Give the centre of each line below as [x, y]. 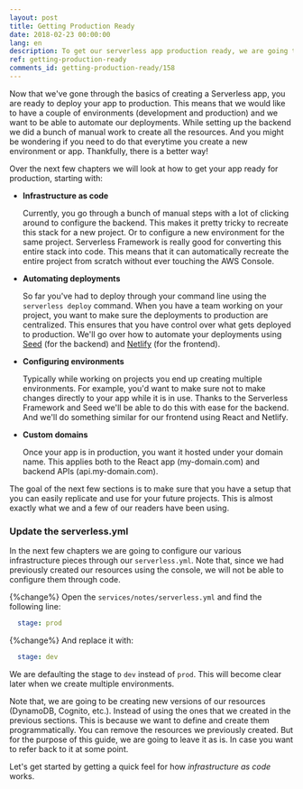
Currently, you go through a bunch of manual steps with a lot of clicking [156, 213]
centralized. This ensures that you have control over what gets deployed [156, 325]
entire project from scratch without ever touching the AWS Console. [148, 261]
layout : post [34, 18]
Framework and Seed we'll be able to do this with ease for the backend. [156, 408]
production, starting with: [56, 178]
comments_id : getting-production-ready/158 [92, 69]
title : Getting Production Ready [72, 26]
